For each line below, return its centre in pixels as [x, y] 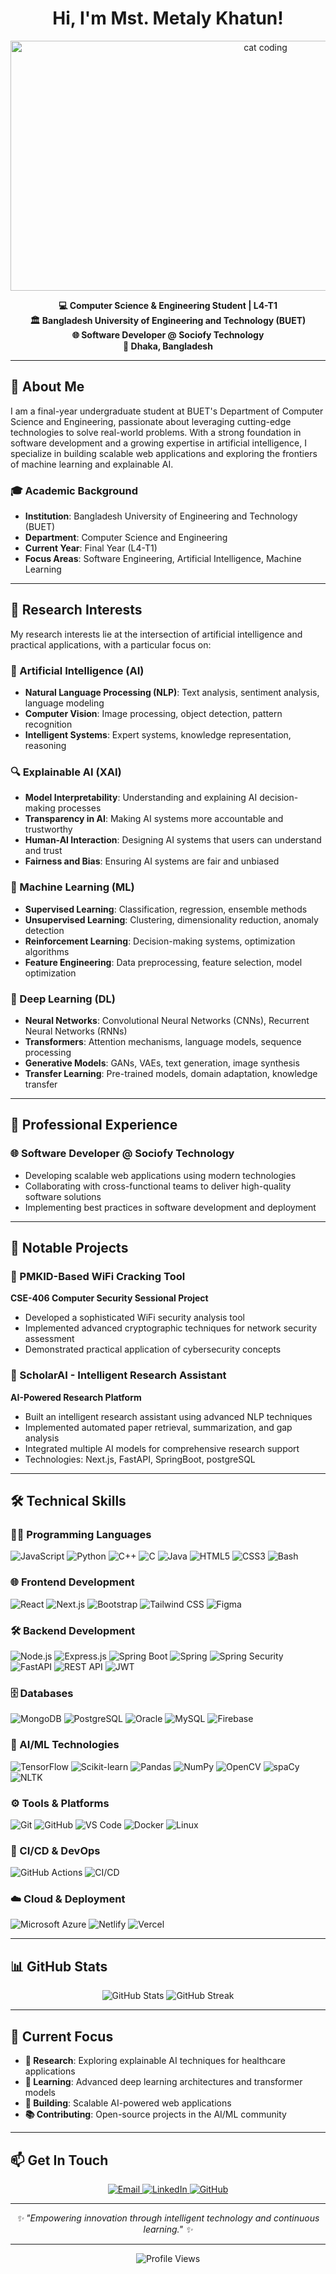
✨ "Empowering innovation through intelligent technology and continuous [168, 2218]
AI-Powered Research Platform [76, 1397]
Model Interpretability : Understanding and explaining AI [141, 798]
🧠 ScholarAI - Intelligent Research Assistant [118, 1375]
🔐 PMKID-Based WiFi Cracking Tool [98, 1277]
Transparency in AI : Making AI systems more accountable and [154, 819]
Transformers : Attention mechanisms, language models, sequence [163, 1042]
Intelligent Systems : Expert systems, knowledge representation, [158, 735]
